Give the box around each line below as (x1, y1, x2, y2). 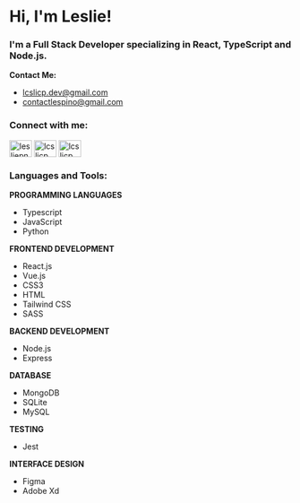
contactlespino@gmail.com (21, 97, 124, 108)
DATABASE (9, 370, 52, 381)
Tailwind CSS (21, 299, 72, 310)
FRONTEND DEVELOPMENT (9, 244, 115, 255)
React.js (21, 261, 53, 272)
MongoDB (21, 387, 60, 398)
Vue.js (21, 271, 47, 282)
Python (21, 226, 49, 237)
